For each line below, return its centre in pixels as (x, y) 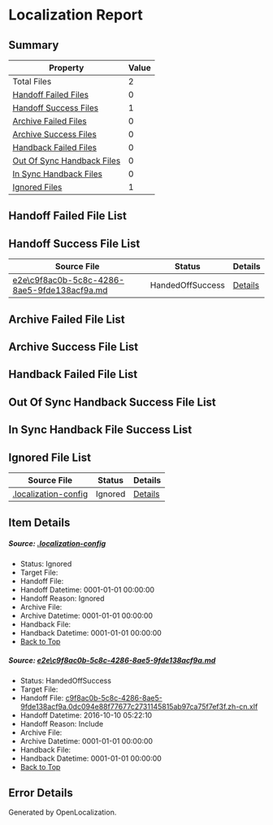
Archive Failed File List (67, 319)
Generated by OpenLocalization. (63, 812)
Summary (34, 45)
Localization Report (76, 15)
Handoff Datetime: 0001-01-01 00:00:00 (87, 590)
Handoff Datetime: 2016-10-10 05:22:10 (86, 715)
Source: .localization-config (57, 543)
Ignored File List (50, 457)
